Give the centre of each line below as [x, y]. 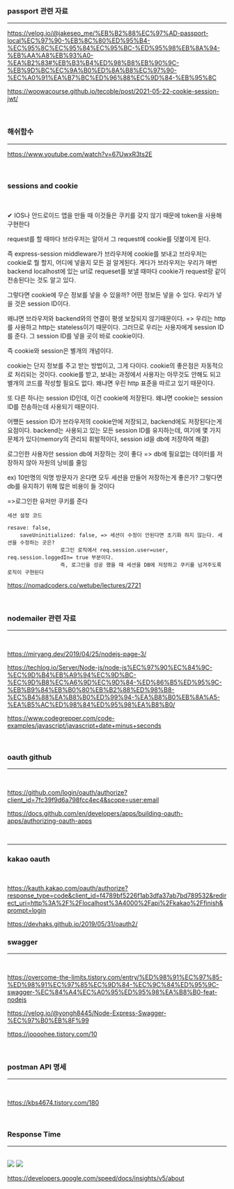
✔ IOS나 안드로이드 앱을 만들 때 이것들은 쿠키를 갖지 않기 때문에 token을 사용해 [115, 215]
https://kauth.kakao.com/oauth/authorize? [68, 888]
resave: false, [29, 528]
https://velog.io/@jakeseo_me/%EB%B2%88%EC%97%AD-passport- [108, 34]
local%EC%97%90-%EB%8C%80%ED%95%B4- [79, 41]
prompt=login [27, 910]
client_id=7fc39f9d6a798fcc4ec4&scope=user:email [83, 800]
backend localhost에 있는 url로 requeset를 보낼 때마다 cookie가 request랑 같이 [117, 271]
